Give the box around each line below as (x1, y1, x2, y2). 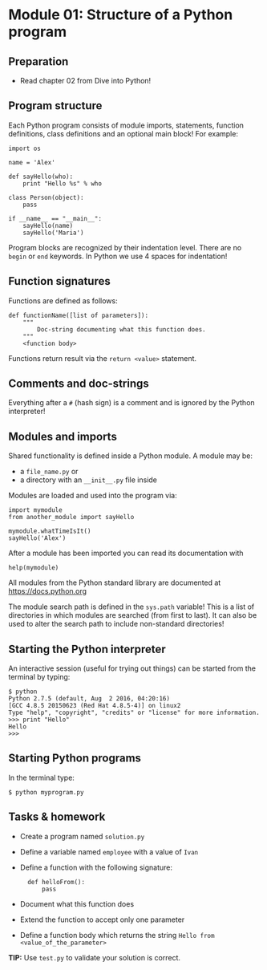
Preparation (8, 55, 69, 68)
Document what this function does (19, 899, 135, 908)
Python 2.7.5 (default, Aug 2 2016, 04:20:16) (8, 695, 171, 703)
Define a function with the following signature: (19, 862, 173, 872)
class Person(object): (8, 193, 84, 201)
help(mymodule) (8, 564, 59, 572)
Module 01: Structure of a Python (8, 6, 233, 24)
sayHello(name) (22, 221, 74, 229)
